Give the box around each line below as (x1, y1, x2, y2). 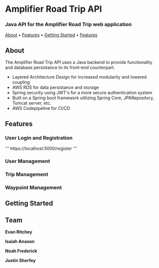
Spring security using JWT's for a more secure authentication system (12, 90, 153, 96)
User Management (5, 158, 50, 164)
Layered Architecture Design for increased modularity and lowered (12, 74, 147, 80)
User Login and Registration (5, 134, 73, 141)
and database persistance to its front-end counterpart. (5, 65, 115, 71)
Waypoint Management (5, 184, 62, 191)
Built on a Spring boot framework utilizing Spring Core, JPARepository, (12, 95, 155, 101)
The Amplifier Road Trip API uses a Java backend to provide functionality (5, 59, 153, 65)
